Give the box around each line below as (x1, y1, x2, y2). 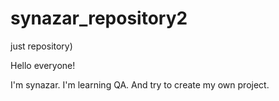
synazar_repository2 (10, 7, 188, 30)
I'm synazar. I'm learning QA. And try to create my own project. (10, 78, 270, 91)
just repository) (10, 40, 73, 52)
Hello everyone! (10, 59, 76, 71)
